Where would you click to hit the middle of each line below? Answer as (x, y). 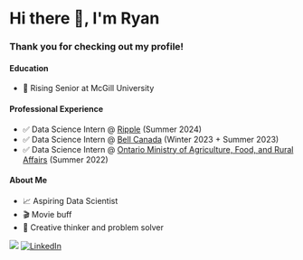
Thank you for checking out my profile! (96, 47)
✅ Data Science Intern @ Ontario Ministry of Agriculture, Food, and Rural (158, 149)
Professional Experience (57, 108)
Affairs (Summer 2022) (65, 159)
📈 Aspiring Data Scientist (70, 200)
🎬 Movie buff (47, 214)
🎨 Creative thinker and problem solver (93, 227)
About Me (28, 181)
